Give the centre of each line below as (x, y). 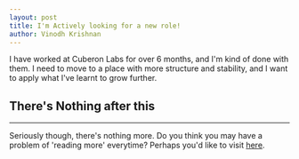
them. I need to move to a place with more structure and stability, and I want (149, 68)
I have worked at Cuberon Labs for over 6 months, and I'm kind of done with (149, 60)
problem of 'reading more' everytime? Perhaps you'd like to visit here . (137, 145)
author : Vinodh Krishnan (55, 34)
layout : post (33, 17)
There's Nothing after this (82, 106)
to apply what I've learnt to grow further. (83, 78)
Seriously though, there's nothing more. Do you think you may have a (136, 136)
